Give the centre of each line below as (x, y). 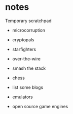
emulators (22, 97)
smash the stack (29, 68)
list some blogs (28, 87)
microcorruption (29, 30)
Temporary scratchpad (28, 21)
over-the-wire (26, 58)
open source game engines (40, 106)
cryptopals (23, 40)
